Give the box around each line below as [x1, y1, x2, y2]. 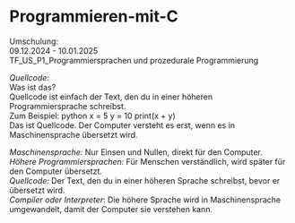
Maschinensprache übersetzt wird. [9, 129, 138, 140]
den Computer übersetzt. [9, 166, 103, 176]
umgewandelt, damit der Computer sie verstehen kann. [9, 203, 213, 214]
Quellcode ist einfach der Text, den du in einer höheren [9, 91, 213, 102]
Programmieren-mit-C [9, 6, 179, 27]
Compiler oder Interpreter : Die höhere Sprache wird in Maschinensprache [9, 194, 281, 205]
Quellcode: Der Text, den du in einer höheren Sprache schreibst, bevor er [9, 175, 281, 185]
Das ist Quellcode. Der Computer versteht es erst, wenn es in [9, 119, 236, 131]
